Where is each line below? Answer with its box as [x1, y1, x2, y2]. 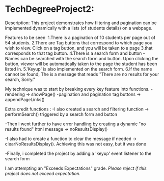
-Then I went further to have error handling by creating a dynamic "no [5, 121, 146, 127]
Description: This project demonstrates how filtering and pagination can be [5, 20, 157, 26]
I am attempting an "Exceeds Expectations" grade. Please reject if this [5, 165, 147, 171]
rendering [5, 91, 25, 97]
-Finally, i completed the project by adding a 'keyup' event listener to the [5, 150, 152, 156]
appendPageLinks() [5, 96, 45, 102]
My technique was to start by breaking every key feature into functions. [5, 86, 150, 92]
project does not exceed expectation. [5, 170, 81, 176]
